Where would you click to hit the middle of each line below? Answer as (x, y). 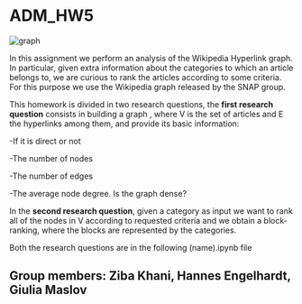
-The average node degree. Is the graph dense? (98, 193)
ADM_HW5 (52, 16)
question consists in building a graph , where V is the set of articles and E (146, 114)
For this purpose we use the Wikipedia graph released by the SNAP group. (147, 87)
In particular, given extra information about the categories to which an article (151, 68)
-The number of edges (51, 176)
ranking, (25, 230)
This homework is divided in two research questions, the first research (141, 104)
